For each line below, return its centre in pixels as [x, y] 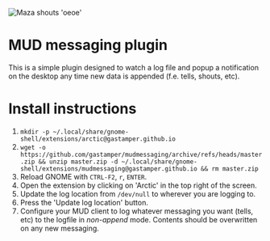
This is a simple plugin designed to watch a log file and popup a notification [134, 67]
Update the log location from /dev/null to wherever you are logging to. [138, 193]
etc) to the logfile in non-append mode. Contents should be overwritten [139, 219]
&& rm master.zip [230, 169]
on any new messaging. [59, 228]
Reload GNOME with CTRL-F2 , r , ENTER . [83, 176]
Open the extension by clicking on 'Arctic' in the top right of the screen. [139, 185]
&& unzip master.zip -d [78, 162]
